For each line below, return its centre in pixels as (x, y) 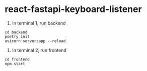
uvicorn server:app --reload (35, 41)
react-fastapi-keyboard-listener (73, 9)
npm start (15, 63)
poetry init (17, 36)
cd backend (16, 32)
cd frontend (17, 59)
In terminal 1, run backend (39, 23)
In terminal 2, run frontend (39, 50)
